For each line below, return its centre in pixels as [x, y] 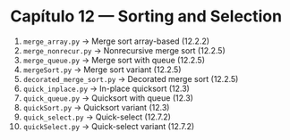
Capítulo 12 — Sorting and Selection [146, 16]
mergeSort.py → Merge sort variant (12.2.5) [102, 70]
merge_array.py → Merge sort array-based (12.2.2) [116, 41]
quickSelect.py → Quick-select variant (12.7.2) [109, 126]
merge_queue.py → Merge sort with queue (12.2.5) [114, 60]
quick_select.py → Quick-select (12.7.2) [97, 117]
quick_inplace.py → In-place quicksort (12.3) [107, 88]
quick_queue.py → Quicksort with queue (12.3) [108, 98]
